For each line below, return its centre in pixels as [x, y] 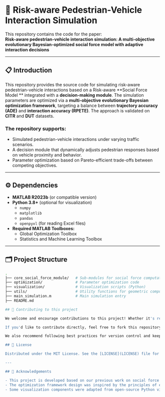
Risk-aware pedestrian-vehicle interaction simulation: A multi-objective [80, 39]
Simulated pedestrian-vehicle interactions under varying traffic [76, 139]
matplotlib [31, 213]
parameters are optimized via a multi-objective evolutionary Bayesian [77, 100]
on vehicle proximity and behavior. [47, 155]
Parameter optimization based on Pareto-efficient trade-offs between [82, 160]
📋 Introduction [29, 70]
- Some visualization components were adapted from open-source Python [80, 390]
